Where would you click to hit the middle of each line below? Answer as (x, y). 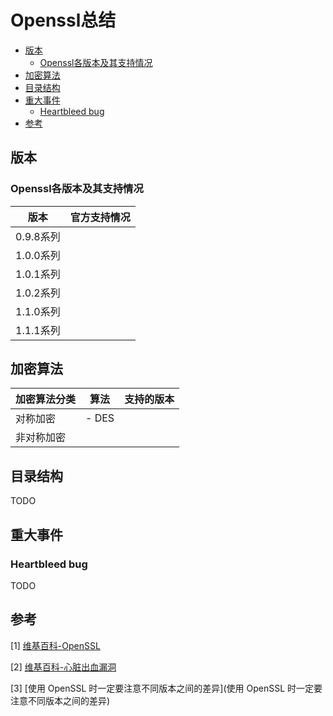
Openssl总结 (63, 20)
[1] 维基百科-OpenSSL (55, 645)
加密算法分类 (46, 399)
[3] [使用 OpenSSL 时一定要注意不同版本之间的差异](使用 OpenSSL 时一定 (162, 688)
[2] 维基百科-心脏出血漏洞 (63, 667)
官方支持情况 (100, 217)
